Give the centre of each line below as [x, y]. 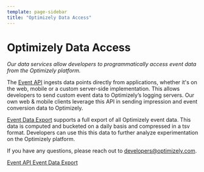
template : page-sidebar [37, 12]
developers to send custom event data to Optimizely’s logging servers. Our [100, 95]
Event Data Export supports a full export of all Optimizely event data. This [99, 120]
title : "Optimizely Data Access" [49, 18]
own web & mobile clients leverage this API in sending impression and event [102, 102]
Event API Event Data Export [42, 163]
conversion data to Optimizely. [45, 108]
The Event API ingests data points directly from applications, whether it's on [102, 82]
